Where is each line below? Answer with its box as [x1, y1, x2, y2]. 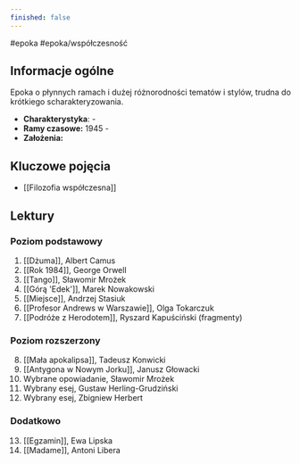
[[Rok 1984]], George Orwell [22, 264, 128, 275]
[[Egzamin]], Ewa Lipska [22, 435, 113, 446]
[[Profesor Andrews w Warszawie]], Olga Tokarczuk [22, 302, 215, 313]
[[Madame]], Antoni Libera [22, 444, 121, 455]
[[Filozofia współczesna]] [22, 182, 117, 193]
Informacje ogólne [10, 63, 114, 79]
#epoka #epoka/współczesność [10, 37, 129, 48]
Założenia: [22, 133, 63, 144]
